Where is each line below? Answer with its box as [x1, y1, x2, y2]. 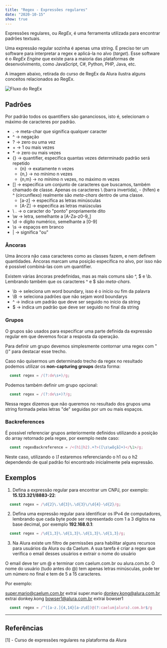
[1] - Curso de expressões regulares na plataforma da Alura [5, 637, 127, 643]
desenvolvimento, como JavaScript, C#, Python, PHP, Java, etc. [5, 61, 136, 67]
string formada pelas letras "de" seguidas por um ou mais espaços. [5, 406, 143, 412]
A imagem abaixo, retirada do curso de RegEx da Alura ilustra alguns [5, 71, 146, 77]
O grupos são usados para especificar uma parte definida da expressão [5, 328, 153, 334]
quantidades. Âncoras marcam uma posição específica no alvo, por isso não [5, 258, 162, 265]
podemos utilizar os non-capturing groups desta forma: [5, 363, 121, 369]
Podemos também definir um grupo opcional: [5, 382, 98, 388]
